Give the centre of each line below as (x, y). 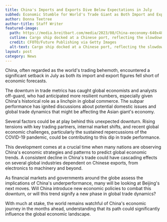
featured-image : (22, 28)
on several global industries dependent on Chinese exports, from (72, 163)
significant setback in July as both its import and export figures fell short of (82, 76)
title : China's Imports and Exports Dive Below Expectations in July (79, 10)
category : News (21, 56)
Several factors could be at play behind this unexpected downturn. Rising (80, 121)
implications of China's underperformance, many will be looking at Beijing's (83, 183)
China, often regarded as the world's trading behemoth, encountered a (78, 70)
